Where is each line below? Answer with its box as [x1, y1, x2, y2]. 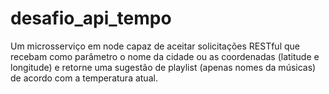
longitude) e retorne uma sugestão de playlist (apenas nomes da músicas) [10, 61, 317, 73]
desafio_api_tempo [10, 7, 172, 30]
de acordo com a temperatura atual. [10, 72, 158, 84]
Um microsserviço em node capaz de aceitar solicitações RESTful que [10, 40, 300, 52]
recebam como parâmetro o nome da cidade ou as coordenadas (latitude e [10, 50, 320, 62]
